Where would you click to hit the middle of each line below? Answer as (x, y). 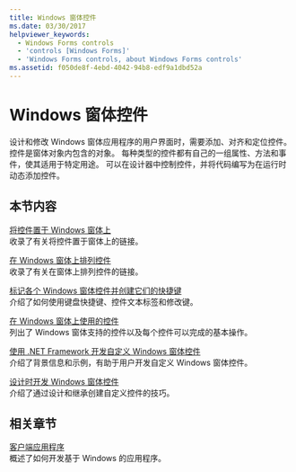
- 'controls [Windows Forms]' (74, 51)
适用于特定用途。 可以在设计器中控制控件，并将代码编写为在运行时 (163, 164)
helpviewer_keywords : (50, 34)
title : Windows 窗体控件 (53, 18)
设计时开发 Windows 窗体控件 (64, 381)
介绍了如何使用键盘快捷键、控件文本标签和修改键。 (104, 301)
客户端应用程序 (37, 447)
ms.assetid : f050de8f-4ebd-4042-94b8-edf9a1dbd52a (106, 68)
